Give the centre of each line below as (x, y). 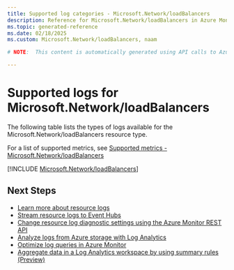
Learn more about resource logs (63, 207)
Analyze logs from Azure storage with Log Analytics (92, 237)
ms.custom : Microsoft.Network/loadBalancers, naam (82, 40)
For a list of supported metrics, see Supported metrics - (87, 148)
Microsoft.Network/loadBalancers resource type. (77, 134)
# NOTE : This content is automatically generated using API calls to (112, 52)
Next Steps (32, 191)
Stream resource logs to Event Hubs (69, 215)
